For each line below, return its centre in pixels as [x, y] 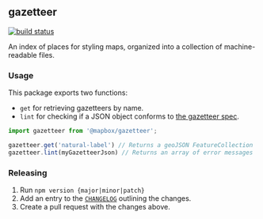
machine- [240, 47]
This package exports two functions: [68, 93]
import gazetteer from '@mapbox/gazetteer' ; [83, 131]
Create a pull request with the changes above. [95, 207]
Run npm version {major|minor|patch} [82, 190]
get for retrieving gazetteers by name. [82, 108]
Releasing [28, 172]
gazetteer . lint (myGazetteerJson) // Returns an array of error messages [131, 153]
